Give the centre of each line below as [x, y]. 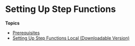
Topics [12, 23]
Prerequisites [26, 32]
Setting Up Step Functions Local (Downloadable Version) [71, 38]
